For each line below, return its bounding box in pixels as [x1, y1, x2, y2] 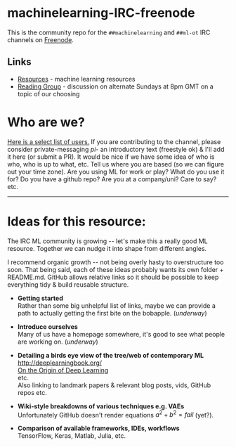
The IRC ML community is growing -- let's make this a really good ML [7, 237, 209, 245]
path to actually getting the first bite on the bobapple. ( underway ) [17, 309, 207, 317]
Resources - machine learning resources [17, 74, 136, 83]
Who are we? [7, 114, 86, 130]
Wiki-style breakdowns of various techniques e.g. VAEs [17, 402, 185, 410]
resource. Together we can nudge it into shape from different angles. [7, 244, 207, 252]
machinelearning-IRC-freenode [7, 5, 195, 21]
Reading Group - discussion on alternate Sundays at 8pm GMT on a [17, 82, 214, 91]
